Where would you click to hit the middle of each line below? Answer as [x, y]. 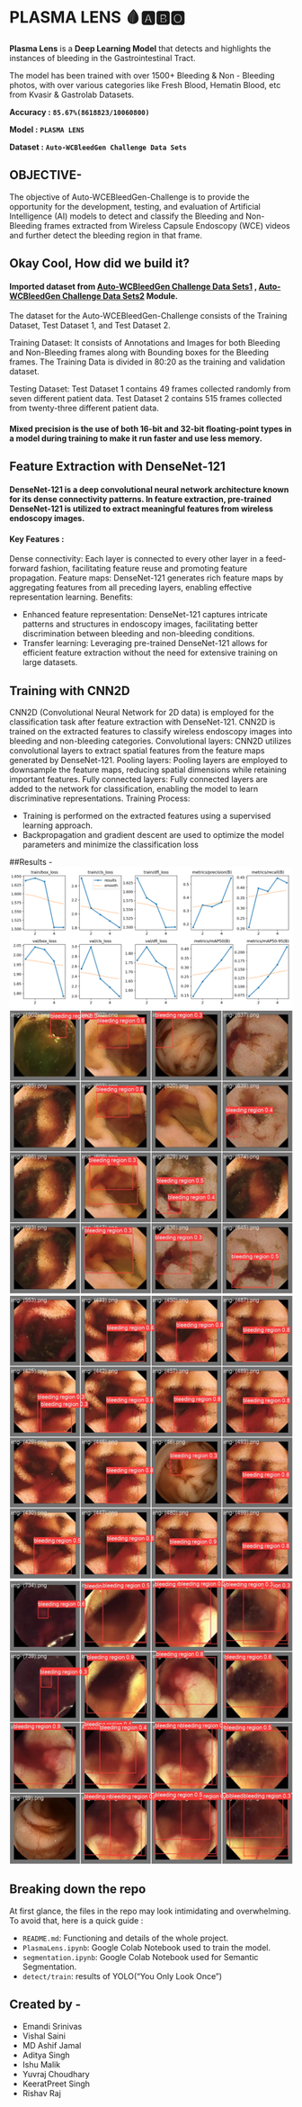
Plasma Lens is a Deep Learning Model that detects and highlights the [140, 48]
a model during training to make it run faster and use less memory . [136, 438]
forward [24, 569]
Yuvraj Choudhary [56, 2074]
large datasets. [50, 662]
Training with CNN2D [70, 691]
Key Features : [37, 539]
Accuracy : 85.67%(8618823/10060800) [80, 112]
